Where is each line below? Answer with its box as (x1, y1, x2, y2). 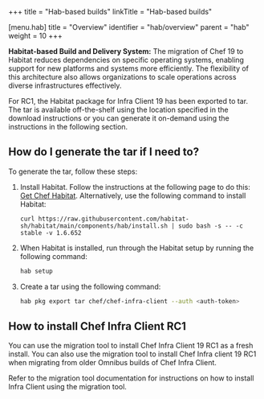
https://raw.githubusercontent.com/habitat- (38, 215, 190, 223)
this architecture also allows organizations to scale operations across (8, 72, 237, 81)
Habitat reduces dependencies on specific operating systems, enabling (8, 56, 245, 64)
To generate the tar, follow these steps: (8, 167, 138, 176)
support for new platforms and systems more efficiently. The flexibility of (8, 64, 250, 73)
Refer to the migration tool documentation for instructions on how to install (8, 373, 254, 383)
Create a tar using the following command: (19, 282, 161, 291)
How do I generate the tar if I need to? (8, 145, 199, 159)
